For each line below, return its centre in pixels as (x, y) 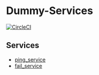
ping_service (30, 59)
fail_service (28, 66)
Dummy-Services (50, 11)
